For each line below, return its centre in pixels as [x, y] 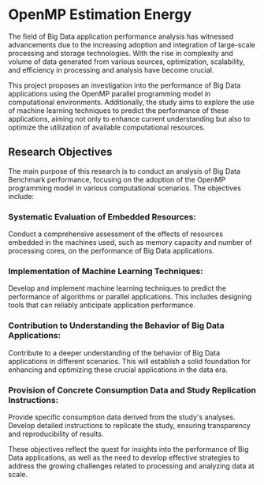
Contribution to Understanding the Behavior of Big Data [116, 325]
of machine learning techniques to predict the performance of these [119, 110]
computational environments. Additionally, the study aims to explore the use [131, 102]
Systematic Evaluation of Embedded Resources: [102, 216]
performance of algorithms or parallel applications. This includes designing [130, 297]
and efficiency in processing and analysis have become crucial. [111, 70]
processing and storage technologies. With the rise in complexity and [121, 53]
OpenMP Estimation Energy [100, 15]
